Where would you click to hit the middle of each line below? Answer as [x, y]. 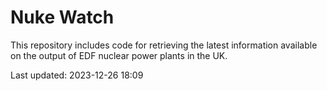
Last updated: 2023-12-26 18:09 [77, 75]
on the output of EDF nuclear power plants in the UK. [119, 55]
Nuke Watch [62, 17]
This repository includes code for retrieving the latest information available [164, 45]
